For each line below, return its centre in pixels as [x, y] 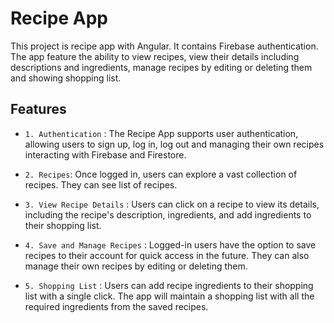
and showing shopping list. [66, 78]
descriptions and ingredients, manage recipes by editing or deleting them [161, 67]
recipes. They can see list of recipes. [101, 184]
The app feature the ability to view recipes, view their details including [155, 56]
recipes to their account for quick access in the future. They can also [167, 255]
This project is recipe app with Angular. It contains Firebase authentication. [164, 46]
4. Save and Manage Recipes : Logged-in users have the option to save [170, 244]
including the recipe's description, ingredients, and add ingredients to [168, 214]
